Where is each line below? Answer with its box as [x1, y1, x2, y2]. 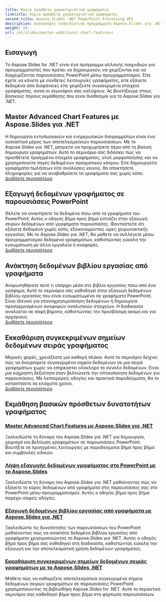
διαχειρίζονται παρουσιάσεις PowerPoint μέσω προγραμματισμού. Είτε [5, 72, 151, 78]
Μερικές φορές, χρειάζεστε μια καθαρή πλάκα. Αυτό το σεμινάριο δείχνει [5, 354, 158, 361]
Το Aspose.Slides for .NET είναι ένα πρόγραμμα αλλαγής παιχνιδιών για [5, 61, 155, 67]
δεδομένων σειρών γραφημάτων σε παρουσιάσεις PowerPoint [5, 581, 134, 587]
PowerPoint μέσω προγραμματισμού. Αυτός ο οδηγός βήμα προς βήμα [5, 490, 150, 496]
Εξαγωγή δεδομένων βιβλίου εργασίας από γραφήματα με [5, 507, 152, 514]
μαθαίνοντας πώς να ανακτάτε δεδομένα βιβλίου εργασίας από [5, 530, 137, 536]
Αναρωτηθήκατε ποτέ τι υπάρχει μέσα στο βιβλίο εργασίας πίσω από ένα [5, 282, 156, 288]
